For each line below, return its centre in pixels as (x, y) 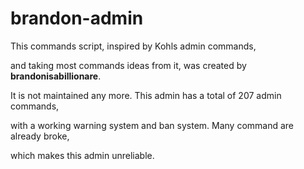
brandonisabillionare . (56, 76)
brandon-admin (77, 18)
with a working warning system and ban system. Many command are (152, 125)
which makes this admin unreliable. (82, 155)
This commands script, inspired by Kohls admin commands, (133, 46)
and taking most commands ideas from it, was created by (128, 65)
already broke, (40, 136)
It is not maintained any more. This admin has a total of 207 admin (146, 95)
